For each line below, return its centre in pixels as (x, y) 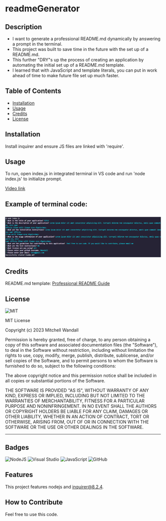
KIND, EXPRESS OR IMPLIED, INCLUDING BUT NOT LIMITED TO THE (75, 396)
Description (23, 27)
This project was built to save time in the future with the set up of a (80, 49)
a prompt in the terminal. (37, 44)
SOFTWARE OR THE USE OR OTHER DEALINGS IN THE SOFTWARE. (74, 427)
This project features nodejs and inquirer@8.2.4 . (54, 487)
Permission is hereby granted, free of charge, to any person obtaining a (78, 340)
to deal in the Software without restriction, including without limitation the (80, 350)
